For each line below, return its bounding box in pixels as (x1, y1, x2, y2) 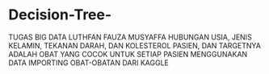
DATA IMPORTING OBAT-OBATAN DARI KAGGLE (8, 58, 170, 68)
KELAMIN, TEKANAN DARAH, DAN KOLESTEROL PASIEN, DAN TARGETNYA (8, 40, 261, 50)
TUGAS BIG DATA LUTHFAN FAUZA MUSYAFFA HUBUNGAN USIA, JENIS (8, 32, 252, 42)
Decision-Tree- (8, 6, 112, 24)
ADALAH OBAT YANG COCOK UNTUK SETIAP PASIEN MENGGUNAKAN (8, 49, 248, 59)
